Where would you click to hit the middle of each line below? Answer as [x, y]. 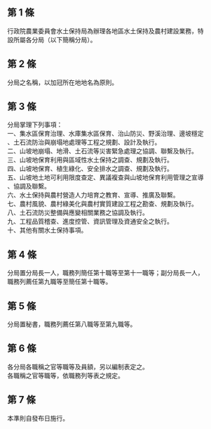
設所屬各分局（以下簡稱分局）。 [52, 39]
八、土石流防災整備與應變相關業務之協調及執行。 [78, 212]
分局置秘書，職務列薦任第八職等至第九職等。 [72, 324]
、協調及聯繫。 [29, 186]
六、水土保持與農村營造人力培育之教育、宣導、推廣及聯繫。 [93, 195]
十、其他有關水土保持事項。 [47, 230]
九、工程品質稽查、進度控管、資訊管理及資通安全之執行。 [90, 222]
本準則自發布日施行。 [38, 418]
